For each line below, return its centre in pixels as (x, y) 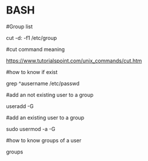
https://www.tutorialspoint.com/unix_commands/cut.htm (74, 61)
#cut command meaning (36, 49)
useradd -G (20, 106)
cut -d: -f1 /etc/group (32, 38)
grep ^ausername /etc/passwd (43, 83)
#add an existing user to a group (45, 118)
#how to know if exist (32, 72)
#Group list (20, 26)
